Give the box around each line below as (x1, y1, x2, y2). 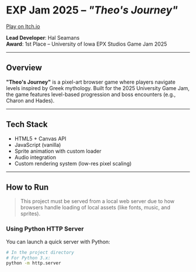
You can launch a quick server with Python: (6, 238, 111, 245)
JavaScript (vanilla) (14, 141, 61, 148)
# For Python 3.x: (6, 255, 51, 261)
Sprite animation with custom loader (14, 147, 102, 154)
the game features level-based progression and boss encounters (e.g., (6, 91, 176, 98)
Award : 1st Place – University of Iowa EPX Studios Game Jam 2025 (6, 40, 167, 47)
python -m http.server (6, 260, 61, 266)
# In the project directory (6, 249, 75, 255)
